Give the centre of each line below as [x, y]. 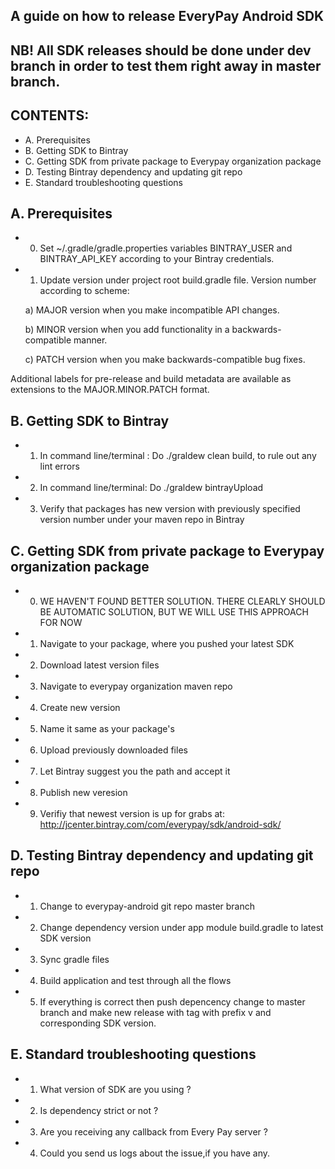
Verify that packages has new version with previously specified [170, 509]
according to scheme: [84, 291]
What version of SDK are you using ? [115, 1089]
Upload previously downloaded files [113, 750]
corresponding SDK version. [98, 1023]
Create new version [80, 708]
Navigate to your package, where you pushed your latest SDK [167, 644]
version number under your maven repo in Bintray [142, 520]
